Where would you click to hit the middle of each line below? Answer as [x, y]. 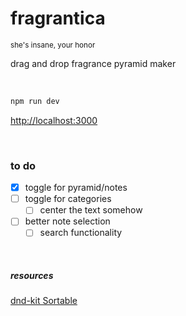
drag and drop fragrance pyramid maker [93, 63]
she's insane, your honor [53, 45]
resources [32, 276]
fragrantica [58, 18]
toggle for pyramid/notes [76, 188]
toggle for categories [68, 199]
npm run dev [35, 101]
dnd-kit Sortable [44, 301]
